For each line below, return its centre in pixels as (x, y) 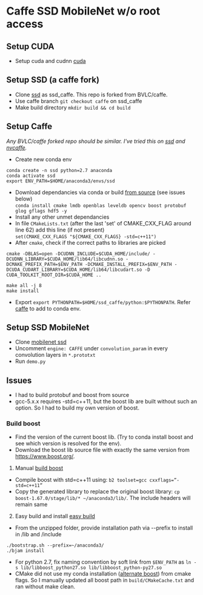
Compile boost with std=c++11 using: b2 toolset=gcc (81, 479)
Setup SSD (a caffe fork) (53, 80)
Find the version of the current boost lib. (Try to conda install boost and (104, 437)
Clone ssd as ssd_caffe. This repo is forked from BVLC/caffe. (91, 95)
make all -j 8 (24, 285)
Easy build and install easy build (55, 516)
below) (24, 199)
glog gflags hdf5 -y (41, 211)
